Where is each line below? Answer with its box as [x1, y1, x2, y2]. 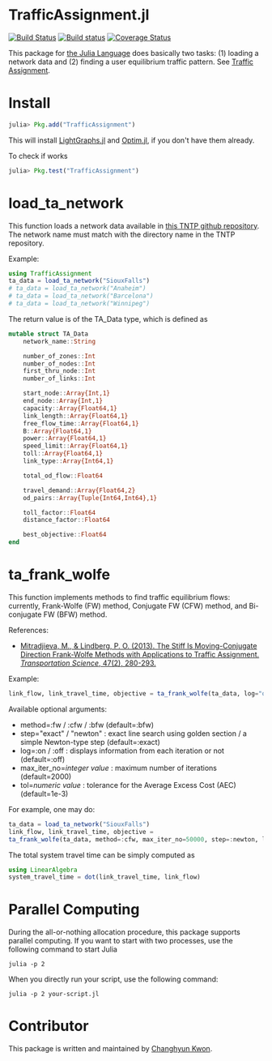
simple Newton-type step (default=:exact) [19, 737, 160, 747]
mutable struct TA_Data [8, 330, 89, 338]
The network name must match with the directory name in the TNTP [8, 229, 236, 239]
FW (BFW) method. [43, 610, 108, 619]
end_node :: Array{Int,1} [23, 397, 104, 405]
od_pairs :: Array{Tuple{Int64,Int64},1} [23, 494, 158, 502]
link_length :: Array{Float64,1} [23, 412, 129, 420]
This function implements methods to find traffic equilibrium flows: [8, 593, 231, 601]
